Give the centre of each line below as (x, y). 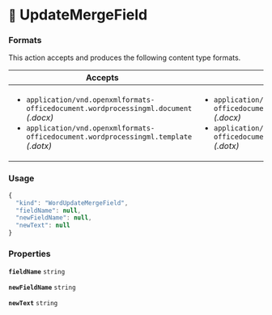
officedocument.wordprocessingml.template (109, 137)
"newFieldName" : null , (54, 218)
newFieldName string (42, 288)
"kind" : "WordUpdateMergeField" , (72, 203)
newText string (33, 304)
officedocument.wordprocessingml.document (109, 109)
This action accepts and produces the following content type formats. (125, 57)
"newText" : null (43, 226)
